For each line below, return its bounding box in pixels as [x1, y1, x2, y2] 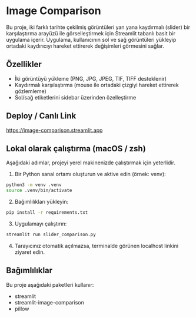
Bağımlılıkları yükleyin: [14, 198, 69, 206]
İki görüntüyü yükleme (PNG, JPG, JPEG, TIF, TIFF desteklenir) [14, 75, 167, 82]
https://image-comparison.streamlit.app [6, 127, 103, 134]
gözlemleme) [14, 87, 47, 95]
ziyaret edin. [14, 249, 45, 256]
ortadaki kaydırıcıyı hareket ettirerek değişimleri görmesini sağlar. [6, 42, 165, 49]
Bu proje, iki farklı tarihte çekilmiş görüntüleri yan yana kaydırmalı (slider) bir [6, 24, 191, 31]
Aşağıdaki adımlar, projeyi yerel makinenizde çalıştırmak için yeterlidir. [6, 159, 175, 166]
